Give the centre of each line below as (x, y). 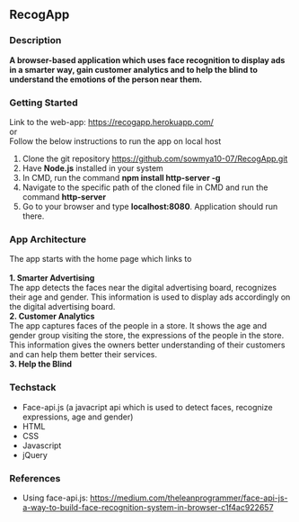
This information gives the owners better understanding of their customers (147, 345)
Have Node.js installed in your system (92, 168)
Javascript (42, 445)
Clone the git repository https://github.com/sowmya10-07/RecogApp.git (155, 158)
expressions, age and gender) (78, 417)
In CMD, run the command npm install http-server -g (121, 177)
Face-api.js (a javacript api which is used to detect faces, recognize (147, 407)
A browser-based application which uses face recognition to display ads (147, 60)
